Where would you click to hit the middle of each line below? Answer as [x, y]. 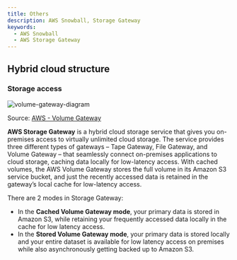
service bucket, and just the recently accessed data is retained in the [108, 177]
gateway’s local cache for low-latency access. [75, 184]
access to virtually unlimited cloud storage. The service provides [130, 139]
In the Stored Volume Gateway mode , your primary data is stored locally [123, 234]
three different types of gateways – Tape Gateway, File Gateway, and [108, 146]
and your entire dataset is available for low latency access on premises [121, 242]
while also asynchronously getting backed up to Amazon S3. [106, 249]
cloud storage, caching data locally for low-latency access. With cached [112, 161]
